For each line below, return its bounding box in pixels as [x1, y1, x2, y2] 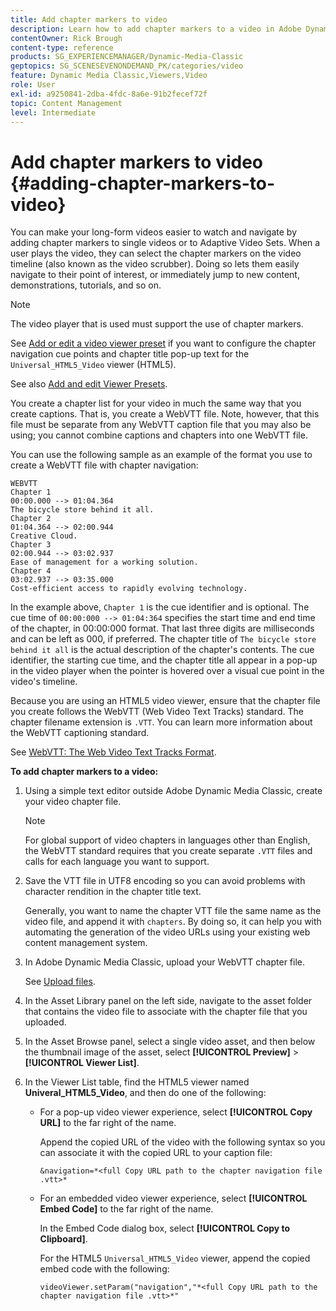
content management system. [24, 937, 148, 949]
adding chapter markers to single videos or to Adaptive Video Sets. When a [10, 237, 321, 249]
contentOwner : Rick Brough [10, 33, 123, 43]
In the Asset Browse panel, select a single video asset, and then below [24, 1036, 316, 1048]
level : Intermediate [10, 107, 97, 118]
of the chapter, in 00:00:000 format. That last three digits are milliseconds [10, 622, 315, 635]
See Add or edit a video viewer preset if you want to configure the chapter [10, 337, 317, 350]
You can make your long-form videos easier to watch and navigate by [10, 226, 298, 238]
